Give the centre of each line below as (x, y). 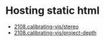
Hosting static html (52, 11)
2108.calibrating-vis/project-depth (55, 32)
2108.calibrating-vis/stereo (46, 26)
